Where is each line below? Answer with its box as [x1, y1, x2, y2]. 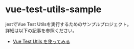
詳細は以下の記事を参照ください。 [5, 27, 77, 34]
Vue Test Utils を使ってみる [12, 38, 71, 44]
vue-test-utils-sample [5, 4, 102, 15]
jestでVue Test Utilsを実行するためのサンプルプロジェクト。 [5, 21, 132, 27]
